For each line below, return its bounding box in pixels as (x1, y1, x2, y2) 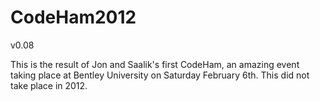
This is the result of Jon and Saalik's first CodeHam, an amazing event (10, 58, 300, 70)
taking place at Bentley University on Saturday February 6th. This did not (10, 69, 310, 81)
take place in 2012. (10, 79, 88, 91)
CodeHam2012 (10, 6, 137, 29)
